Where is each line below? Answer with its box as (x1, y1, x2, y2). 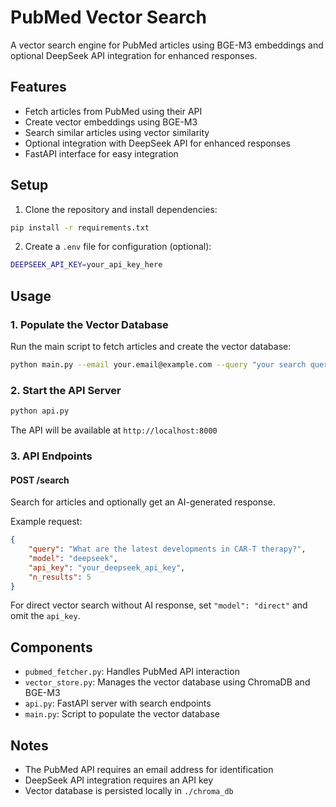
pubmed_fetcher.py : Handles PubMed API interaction (24, 666, 240, 678)
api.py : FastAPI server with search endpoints (24, 697, 212, 710)
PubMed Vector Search (10, 6, 207, 29)
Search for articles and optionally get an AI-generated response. (10, 496, 276, 508)
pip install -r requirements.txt (10, 222, 150, 233)
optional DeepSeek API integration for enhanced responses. (10, 49, 258, 61)
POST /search (10, 474, 70, 486)
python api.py (10, 406, 70, 416)
